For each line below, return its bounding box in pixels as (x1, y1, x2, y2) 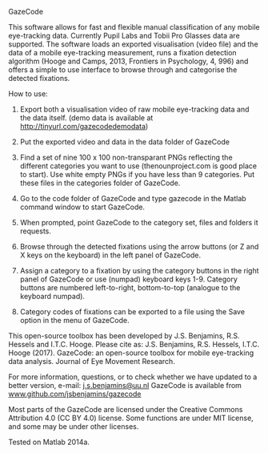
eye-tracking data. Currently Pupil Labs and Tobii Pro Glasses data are (8, 31, 240, 40)
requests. (19, 226, 52, 236)
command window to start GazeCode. (19, 202, 146, 212)
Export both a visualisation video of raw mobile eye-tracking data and (19, 104, 250, 114)
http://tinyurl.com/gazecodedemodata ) (19, 122, 149, 131)
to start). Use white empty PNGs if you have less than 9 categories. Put (19, 170, 254, 179)
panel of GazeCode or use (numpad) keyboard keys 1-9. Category (19, 274, 238, 284)
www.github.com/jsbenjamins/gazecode (8, 389, 142, 398)
